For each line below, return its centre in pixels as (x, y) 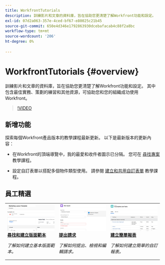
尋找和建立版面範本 (27, 235)
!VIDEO (24, 108)
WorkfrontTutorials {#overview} (72, 72)
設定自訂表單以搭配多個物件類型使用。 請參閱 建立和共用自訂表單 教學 (83, 171)
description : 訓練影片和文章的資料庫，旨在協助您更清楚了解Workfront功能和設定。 (81, 15)
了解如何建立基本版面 (29, 245)
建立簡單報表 (123, 235)
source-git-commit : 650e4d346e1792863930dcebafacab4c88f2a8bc (70, 26)
